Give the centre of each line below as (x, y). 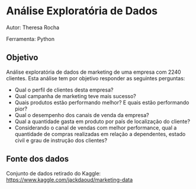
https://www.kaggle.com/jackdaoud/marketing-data (70, 179)
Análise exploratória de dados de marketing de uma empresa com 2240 (94, 72)
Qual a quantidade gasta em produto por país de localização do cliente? (102, 121)
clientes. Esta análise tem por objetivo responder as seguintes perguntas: (96, 78)
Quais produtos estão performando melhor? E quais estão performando (102, 102)
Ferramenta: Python (30, 39)
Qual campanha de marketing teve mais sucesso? (75, 96)
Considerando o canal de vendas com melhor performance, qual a (96, 127)
